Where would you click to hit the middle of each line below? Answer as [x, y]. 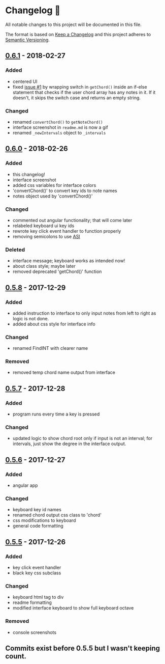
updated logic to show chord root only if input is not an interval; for [82, 438]
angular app [25, 485]
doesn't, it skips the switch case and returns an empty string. [77, 98]
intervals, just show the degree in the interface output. [69, 444]
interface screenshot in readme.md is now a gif [60, 127]
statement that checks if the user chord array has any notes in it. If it [84, 92]
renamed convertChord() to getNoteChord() [58, 122]
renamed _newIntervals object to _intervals [59, 132]
